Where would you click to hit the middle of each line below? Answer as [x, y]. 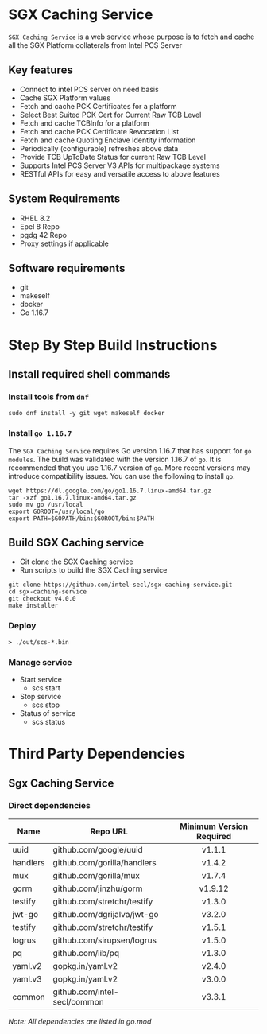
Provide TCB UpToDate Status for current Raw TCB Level [113, 157]
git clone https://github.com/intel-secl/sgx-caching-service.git [120, 585]
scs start [46, 688]
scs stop [46, 705]
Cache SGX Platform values [65, 98]
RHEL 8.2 [35, 218]
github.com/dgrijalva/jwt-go [106, 914]
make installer [33, 606]
